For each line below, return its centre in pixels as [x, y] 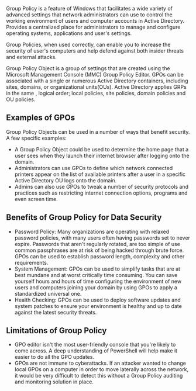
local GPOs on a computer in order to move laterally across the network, [102, 369]
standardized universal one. [48, 293]
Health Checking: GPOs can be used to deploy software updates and [98, 300]
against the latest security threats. [56, 312]
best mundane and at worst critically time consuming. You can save [96, 275]
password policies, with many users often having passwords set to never [102, 238]
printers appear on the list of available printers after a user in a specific [100, 174]
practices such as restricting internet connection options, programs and [101, 193]
